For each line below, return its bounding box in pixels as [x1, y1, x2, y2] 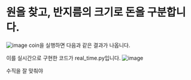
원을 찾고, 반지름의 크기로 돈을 [6, 5, 145, 19]
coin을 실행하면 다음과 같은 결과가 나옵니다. [29, 42, 131, 49]
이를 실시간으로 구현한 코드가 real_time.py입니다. [6, 54, 121, 61]
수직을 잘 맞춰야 [6, 67, 44, 74]
